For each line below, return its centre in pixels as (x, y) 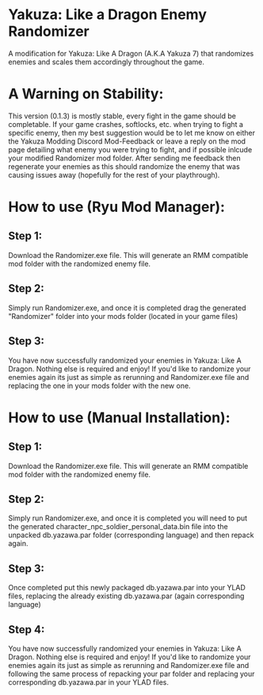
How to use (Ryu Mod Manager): (117, 207)
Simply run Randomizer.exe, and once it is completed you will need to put (128, 518)
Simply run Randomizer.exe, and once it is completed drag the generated (127, 308)
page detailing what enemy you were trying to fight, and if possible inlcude (130, 149)
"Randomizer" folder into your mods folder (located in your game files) (123, 316)
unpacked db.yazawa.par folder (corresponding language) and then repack (131, 535)
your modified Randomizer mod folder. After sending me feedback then (125, 158)
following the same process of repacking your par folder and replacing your (131, 674)
